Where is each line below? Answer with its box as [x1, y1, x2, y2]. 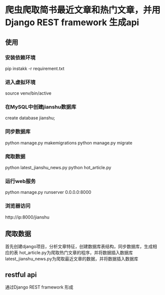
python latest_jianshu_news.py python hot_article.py [5, 165, 112, 171]
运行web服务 [5, 178, 36, 184]
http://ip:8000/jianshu [5, 214, 50, 220]
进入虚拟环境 [5, 78, 36, 85]
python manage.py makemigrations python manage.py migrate [5, 140, 132, 146]
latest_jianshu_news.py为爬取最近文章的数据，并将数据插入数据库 [5, 256, 139, 262]
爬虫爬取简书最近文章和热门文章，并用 [5, 4, 161, 16]
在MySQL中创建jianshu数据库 [5, 104, 76, 111]
